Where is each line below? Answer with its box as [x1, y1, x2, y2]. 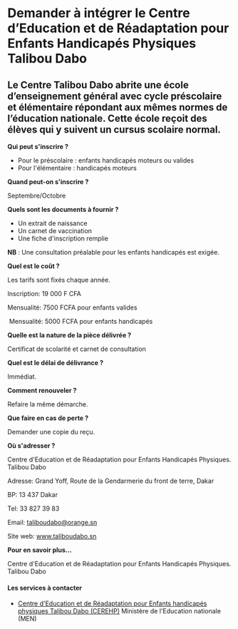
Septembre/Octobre [7, 191, 66, 200]
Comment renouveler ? [7, 387, 77, 394]
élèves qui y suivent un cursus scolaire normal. [7, 123, 221, 135]
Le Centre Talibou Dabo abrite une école [7, 78, 189, 91]
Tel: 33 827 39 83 [7, 504, 60, 513]
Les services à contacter [7, 583, 83, 592]
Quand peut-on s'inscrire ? [7, 178, 89, 186]
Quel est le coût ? [7, 262, 60, 270]
